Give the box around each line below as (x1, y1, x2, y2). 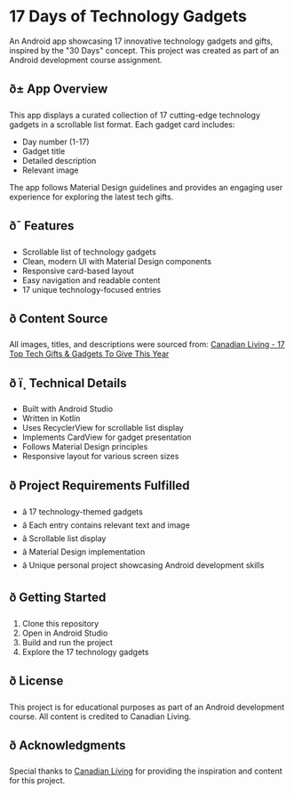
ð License (9, 674, 64, 689)
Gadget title (21, 145, 66, 157)
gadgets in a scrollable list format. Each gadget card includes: (9, 118, 235, 130)
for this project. (9, 775, 66, 786)
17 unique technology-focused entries (21, 284, 162, 295)
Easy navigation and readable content (21, 274, 161, 286)
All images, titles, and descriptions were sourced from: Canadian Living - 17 (9, 339, 286, 350)
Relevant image (21, 165, 79, 175)
